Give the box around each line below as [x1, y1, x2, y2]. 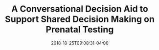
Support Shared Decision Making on [4, 14, 155, 25]
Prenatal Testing [45, 24, 114, 35]
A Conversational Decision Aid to [11, 3, 148, 15]
